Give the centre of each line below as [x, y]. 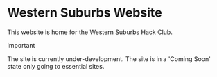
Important [21, 45]
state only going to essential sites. [56, 66]
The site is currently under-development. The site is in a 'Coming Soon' [109, 59]
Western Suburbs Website [85, 13]
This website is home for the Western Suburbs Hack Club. [90, 32]
